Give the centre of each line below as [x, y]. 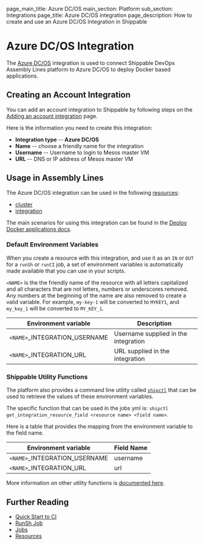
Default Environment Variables [53, 245]
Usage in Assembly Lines [55, 178]
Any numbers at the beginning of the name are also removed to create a [96, 295]
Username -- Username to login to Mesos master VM [82, 152]
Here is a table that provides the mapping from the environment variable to [100, 427]
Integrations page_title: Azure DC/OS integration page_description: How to [99, 15]
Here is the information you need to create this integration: [80, 127]
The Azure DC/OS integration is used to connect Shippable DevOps [90, 63]
